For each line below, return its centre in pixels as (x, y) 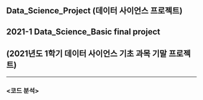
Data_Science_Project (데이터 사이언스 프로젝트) (95, 11)
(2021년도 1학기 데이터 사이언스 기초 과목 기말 (87, 54)
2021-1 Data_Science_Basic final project (83, 32)
